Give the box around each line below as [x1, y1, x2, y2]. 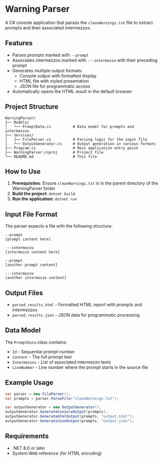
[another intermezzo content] [5, 276, 67, 280]
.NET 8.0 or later [12, 445, 45, 451]
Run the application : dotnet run [12, 196, 77, 202]
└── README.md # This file [5, 154, 97, 159]
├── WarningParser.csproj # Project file [5, 150, 104, 155]
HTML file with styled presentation [19, 78, 89, 84]
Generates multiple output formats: [12, 68, 83, 73]
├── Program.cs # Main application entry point [5, 145, 139, 150]
